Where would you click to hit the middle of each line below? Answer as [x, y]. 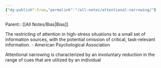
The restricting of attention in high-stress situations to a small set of [75, 34]
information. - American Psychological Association [58, 45]
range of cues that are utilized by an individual [53, 60]
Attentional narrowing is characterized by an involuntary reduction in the [80, 54]
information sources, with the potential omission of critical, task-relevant [80, 39]
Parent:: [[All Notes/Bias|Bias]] [37, 24]
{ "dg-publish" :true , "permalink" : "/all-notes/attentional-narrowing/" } [81, 10]
